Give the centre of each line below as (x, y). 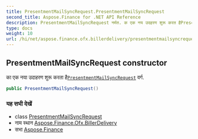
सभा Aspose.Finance (39, 129)
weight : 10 (19, 34)
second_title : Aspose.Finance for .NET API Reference (74, 17)
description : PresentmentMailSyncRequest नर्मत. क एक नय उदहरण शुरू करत (91, 22)
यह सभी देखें (19, 104)
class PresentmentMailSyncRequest (58, 117)
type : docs (19, 28)
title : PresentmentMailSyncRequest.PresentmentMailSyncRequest (85, 12)
